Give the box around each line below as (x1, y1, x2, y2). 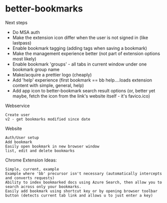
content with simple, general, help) (12, 82, 84, 88)
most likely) (12, 55, 36, 61)
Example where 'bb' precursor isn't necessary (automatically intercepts (5, 171, 162, 176)
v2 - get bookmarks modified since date (5, 116, 91, 121)
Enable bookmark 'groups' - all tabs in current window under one (12, 61, 147, 67)
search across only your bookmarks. (5, 184, 81, 189)
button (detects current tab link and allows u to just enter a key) (5, 193, 153, 198)
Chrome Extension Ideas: (5, 157, 57, 163)
